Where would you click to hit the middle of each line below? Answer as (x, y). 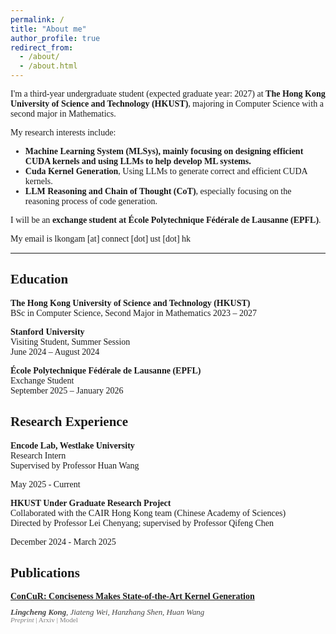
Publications (45, 573)
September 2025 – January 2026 (67, 390)
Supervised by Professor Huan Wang (75, 465)
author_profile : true (55, 38)
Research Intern (38, 455)
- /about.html (48, 66)
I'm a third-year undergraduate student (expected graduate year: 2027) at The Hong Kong (168, 94)
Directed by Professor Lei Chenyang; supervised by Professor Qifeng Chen (142, 522)
